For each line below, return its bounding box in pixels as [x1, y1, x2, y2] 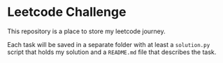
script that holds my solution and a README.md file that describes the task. [7, 48, 217, 56]
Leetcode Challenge [7, 4, 127, 20]
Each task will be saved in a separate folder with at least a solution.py [7, 40, 210, 48]
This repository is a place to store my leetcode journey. [7, 27, 166, 35]
